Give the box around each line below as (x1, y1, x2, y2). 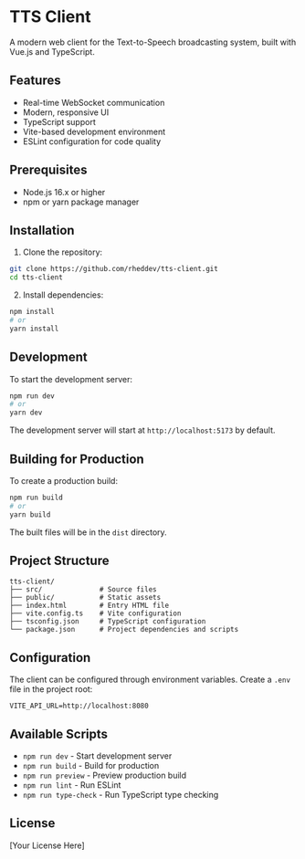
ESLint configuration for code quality (22, 135, 162, 147)
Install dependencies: (22, 289, 104, 300)
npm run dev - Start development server (22, 750, 173, 761)
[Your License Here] (9, 840, 85, 851)
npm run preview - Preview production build (22, 770, 187, 781)
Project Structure (9, 553, 110, 569)
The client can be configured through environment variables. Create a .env (9, 674, 290, 686)
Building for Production (9, 451, 144, 466)
